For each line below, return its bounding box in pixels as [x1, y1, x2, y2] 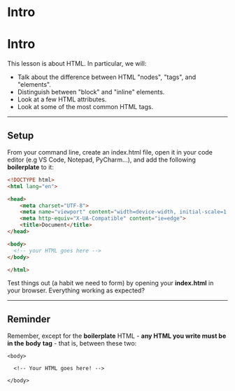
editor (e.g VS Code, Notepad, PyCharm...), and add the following [7, 155, 196, 164]
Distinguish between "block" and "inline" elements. [17, 88, 165, 97]
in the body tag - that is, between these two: [7, 339, 137, 348]
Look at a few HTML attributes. [17, 95, 107, 104]
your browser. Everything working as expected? [7, 286, 145, 294]
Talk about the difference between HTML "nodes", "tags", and [17, 73, 197, 81]
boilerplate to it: [7, 162, 54, 171]
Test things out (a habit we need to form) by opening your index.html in [7, 279, 214, 287]
